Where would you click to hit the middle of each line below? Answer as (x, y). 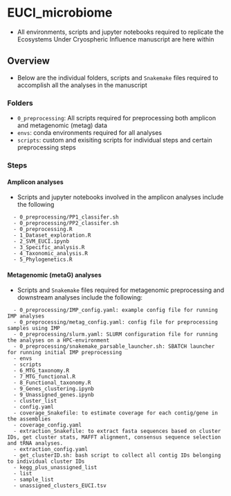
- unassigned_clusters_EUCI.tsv (60, 486)
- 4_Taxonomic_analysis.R (51, 254)
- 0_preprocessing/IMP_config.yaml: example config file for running (115, 310)
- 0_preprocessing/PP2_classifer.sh (66, 223)
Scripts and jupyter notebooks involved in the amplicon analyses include (120, 197)
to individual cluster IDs (46, 461)
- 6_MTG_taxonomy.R (41, 371)
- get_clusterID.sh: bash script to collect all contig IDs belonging (117, 456)
